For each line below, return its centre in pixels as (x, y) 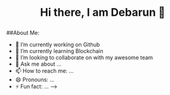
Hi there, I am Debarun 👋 (103, 12)
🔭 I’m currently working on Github (57, 44)
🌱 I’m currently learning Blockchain (59, 51)
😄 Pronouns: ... (35, 80)
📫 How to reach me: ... (44, 71)
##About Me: (23, 33)
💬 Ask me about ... (38, 64)
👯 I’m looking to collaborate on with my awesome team (84, 58)
